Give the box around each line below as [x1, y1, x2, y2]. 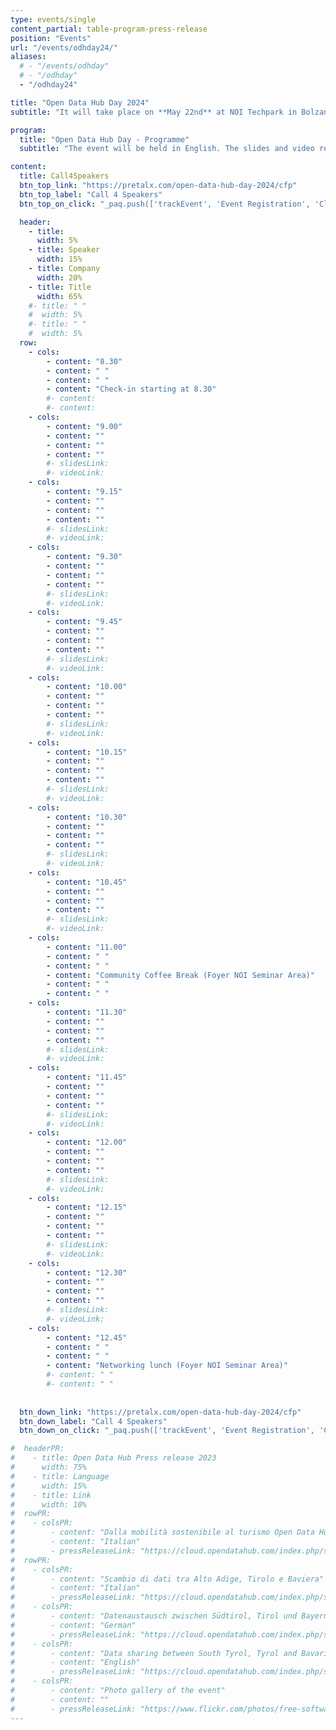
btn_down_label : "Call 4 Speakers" [19, 1416, 168, 1426]
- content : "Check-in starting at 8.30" [46, 384, 217, 395]
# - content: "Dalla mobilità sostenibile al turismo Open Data [10, 1527, 315, 1538]
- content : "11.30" [46, 1007, 128, 1017]
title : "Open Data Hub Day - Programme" [19, 134, 190, 145]
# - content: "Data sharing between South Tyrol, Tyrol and [10, 1648, 298, 1658]
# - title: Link [10, 1490, 92, 1500]
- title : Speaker [28, 245, 101, 255]
